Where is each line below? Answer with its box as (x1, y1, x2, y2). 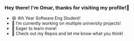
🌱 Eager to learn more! (11, 26, 57, 31)
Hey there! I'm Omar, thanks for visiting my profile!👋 (4, 4, 130, 11)
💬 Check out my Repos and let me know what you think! (11, 31, 123, 37)
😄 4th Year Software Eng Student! (11, 15, 81, 21)
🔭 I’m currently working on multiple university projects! (11, 20, 121, 26)
